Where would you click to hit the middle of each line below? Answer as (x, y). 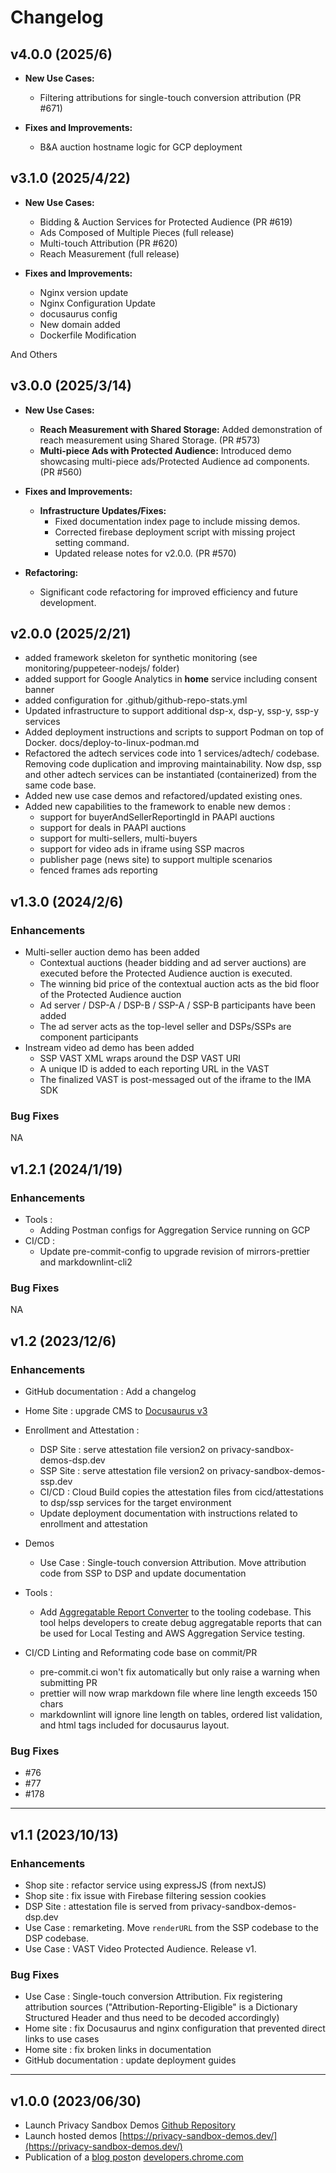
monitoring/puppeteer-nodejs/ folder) (102, 668)
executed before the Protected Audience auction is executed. (166, 973)
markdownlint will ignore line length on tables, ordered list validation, (181, 1715)
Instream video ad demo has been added (109, 1048)
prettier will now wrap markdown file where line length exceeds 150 (178, 1693)
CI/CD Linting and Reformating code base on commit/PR (141, 1653)
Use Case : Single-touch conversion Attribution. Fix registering (153, 1997)
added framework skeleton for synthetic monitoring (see (141, 658)
